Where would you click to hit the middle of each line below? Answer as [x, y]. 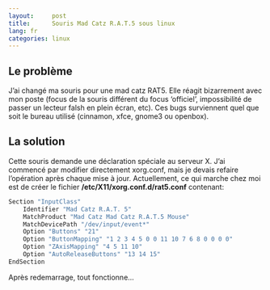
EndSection [27, 262]
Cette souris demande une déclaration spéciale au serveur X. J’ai [117, 161]
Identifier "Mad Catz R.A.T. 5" [77, 209]
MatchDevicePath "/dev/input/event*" [86, 224]
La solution [37, 142]
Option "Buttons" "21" [61, 232]
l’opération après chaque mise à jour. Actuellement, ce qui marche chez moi [135, 178]
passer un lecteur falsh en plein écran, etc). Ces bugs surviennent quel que [134, 108]
